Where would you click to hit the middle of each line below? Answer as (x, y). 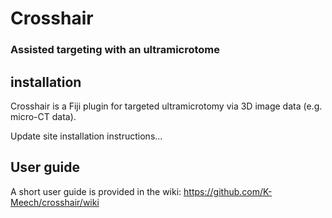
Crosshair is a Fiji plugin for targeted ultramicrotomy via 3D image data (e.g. (166, 106)
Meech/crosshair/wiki (55, 202)
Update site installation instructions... (86, 136)
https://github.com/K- (228, 191)
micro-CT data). (43, 116)
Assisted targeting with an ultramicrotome (115, 50)
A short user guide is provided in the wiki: (96, 191)
